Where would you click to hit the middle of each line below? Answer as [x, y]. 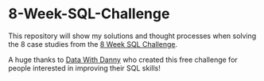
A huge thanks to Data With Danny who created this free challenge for [123, 60]
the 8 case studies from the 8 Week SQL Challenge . [93, 44]
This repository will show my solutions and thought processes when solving [132, 36]
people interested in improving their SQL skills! [85, 67]
